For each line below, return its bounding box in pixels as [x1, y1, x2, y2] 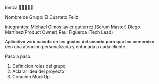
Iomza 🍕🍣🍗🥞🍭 [5, 5, 33, 10]
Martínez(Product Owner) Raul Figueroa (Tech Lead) [5, 29, 113, 35]
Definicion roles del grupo [12, 63, 66, 69]
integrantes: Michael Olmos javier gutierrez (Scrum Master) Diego [5, 24, 141, 30]
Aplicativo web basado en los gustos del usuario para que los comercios [5, 39, 155, 44]
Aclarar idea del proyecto [12, 68, 65, 74]
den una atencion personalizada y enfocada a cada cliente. [5, 44, 127, 49]
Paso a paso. [5, 53, 32, 59]
